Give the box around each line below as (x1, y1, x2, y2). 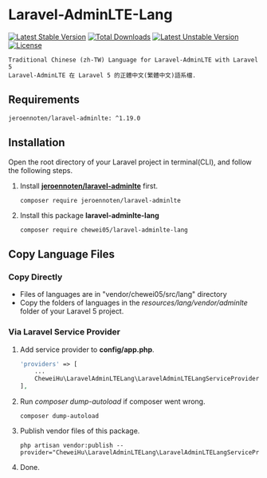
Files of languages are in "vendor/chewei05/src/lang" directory (19, 290, 227, 299)
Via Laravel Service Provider (8, 326, 121, 338)
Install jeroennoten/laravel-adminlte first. (19, 181, 158, 191)
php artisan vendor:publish (19, 441, 113, 450)
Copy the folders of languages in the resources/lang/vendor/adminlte (19, 298, 249, 308)
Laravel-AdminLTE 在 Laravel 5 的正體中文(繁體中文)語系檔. (8, 71, 197, 79)
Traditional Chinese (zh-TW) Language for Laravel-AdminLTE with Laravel (8, 56, 259, 64)
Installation (8, 136, 65, 149)
